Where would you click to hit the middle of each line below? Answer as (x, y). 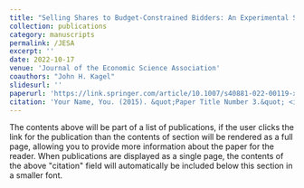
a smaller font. (36, 175)
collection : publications (58, 26)
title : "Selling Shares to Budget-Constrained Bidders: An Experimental (149, 18)
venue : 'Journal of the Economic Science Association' (115, 69)
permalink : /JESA (42, 43)
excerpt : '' (32, 52)
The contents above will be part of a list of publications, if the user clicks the (152, 127)
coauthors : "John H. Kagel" (62, 77)
